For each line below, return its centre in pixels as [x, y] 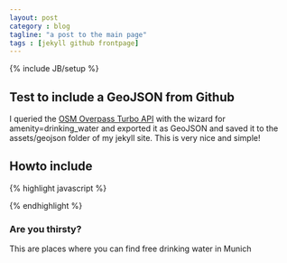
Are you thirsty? [46, 229]
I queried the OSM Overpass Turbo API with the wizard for [117, 119]
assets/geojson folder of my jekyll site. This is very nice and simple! [135, 138]
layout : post [34, 18]
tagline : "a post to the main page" [78, 34]
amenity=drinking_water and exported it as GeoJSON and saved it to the [144, 128]
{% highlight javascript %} [58, 188]
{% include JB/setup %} [54, 69]
